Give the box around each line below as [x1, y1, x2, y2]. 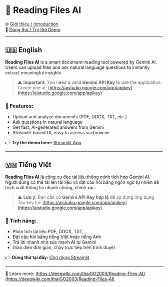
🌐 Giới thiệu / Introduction [5, 21, 58, 27]
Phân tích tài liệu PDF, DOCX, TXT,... [12, 229, 87, 235]
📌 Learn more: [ [5, 271, 37, 277]
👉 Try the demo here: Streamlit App [5, 140, 81, 146]
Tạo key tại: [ [17, 199, 44, 205]
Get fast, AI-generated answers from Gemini [12, 124, 104, 130]
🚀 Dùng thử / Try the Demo [5, 26, 61, 32]
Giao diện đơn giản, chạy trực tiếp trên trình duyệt [12, 245, 115, 251]
